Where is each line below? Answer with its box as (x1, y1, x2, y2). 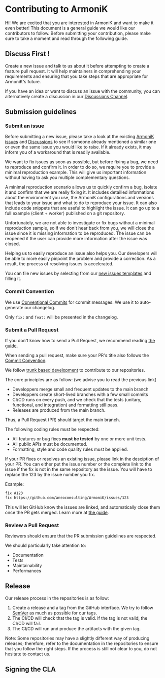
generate (5, 304, 24, 310)
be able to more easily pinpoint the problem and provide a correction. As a (5, 255, 156, 262)
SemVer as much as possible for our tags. (12, 610, 97, 616)
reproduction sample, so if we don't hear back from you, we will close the (5, 225, 154, 231)
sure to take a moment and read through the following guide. (5, 36, 128, 41)
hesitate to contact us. (5, 651, 51, 657)
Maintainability (12, 563, 42, 569)
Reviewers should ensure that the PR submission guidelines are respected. (5, 533, 157, 539)
